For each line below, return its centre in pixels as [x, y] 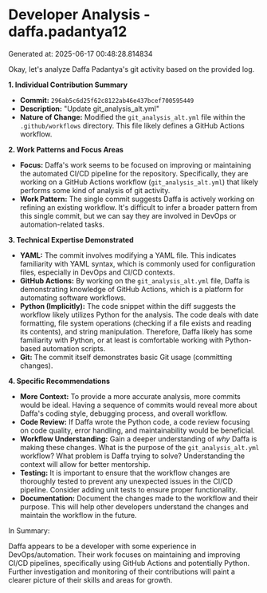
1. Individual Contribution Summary [68, 85]
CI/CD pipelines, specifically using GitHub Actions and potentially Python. [129, 563]
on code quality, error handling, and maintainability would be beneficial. [137, 430]
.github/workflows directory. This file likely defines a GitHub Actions [132, 125]
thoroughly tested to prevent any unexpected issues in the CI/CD [126, 481]
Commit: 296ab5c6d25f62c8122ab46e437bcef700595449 [107, 100]
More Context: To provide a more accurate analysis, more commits [130, 396]
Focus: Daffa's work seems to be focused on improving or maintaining [135, 164]
